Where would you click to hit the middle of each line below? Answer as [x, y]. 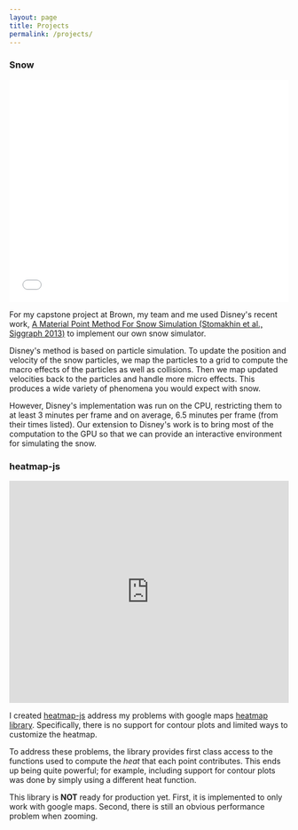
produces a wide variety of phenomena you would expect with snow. [135, 388]
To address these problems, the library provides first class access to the [141, 751]
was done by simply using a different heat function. [103, 779]
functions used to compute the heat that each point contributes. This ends [145, 761]
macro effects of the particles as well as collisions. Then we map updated [144, 369]
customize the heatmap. [53, 734]
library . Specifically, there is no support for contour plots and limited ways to [149, 724]
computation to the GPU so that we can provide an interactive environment [145, 434]
